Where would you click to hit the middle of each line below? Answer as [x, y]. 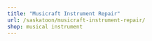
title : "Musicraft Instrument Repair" [64, 14]
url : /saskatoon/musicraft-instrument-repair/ [76, 20]
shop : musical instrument [45, 26]
